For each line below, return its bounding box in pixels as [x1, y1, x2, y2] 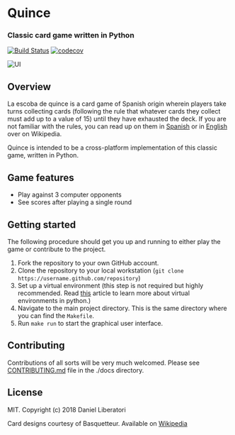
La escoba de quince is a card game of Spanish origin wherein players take [7, 99, 227, 108]
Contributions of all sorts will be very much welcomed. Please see [7, 358, 200, 367]
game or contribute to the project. [7, 245, 106, 253]
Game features [7, 172, 74, 184]
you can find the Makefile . [17, 311, 94, 320]
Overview [7, 80, 52, 93]
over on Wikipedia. [7, 130, 62, 138]
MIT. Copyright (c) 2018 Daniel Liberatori [7, 405, 126, 414]
